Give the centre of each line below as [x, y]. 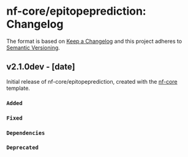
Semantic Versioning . [33, 48]
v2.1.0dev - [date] [41, 67]
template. [18, 88]
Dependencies [26, 133]
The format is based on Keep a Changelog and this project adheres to [94, 41]
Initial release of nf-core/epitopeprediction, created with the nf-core [92, 81]
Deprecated [22, 148]
